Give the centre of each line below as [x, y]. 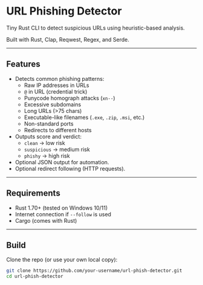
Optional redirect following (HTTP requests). [70, 168]
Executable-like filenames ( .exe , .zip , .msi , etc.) [84, 117]
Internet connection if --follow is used [63, 214]
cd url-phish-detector [35, 277]
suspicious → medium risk [57, 149]
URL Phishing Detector [64, 11]
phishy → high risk [47, 156]
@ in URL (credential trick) [56, 91]
